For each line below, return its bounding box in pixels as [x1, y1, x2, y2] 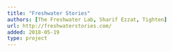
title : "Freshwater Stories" [7, 9, 91, 17]
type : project [7, 35, 48, 42]
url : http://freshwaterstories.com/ [7, 22, 112, 29]
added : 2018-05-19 [7, 28, 60, 36]
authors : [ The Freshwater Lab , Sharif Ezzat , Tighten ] [7, 16, 168, 23]
